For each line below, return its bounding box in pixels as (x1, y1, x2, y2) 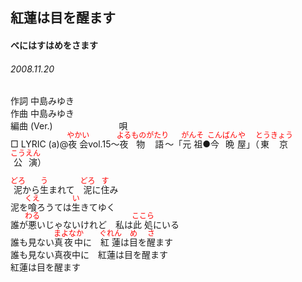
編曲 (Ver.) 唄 (10, 120, 128, 132)
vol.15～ (88, 138, 120, 150)
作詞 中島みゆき (10, 95, 75, 107)
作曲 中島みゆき (10, 108, 75, 120)
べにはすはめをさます (10, 39, 98, 51)
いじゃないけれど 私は (36, 219, 133, 231)
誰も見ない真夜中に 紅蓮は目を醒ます (10, 249, 168, 261)
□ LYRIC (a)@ (10, 138, 69, 150)
